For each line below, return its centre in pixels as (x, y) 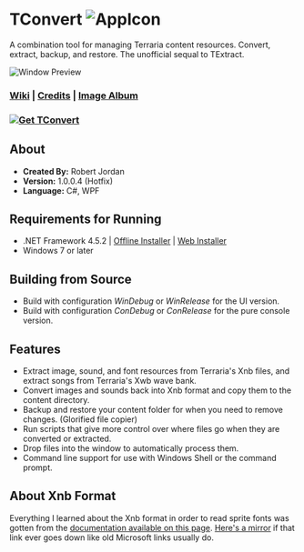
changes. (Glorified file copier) (80, 419)
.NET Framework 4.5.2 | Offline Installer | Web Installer (125, 241)
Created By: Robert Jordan (73, 171)
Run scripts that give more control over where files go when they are (151, 429)
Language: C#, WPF (61, 190)
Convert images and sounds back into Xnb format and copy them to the (157, 390)
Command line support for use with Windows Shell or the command (150, 458)
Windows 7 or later (58, 251)
